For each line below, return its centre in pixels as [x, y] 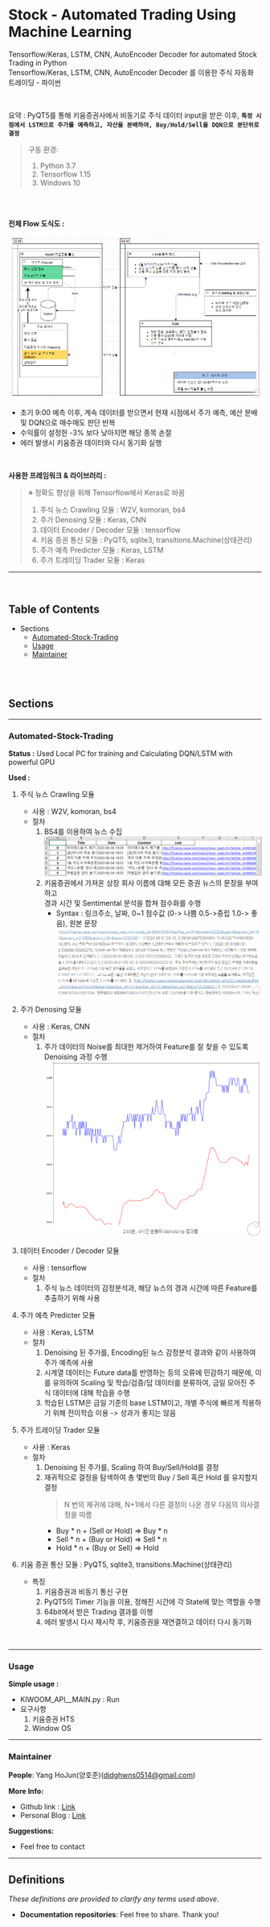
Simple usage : [33, 1684]
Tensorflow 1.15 [65, 174]
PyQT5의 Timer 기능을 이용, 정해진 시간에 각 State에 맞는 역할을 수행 [152, 1601]
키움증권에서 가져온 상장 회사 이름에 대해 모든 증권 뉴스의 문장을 [143, 883]
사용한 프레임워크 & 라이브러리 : [57, 476]
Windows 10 [60, 182]
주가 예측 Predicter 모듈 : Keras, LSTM [102, 550]
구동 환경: [43, 149]
